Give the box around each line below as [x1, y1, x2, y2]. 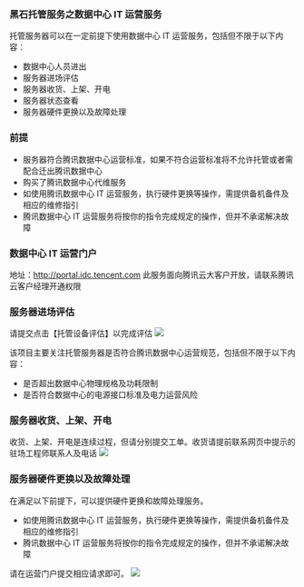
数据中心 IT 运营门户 [9, 247, 98, 260]
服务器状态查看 [22, 95, 79, 106]
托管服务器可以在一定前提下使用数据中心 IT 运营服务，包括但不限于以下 [9, 30, 276, 42]
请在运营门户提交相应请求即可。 [9, 568, 129, 579]
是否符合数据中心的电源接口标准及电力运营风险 [22, 389, 198, 401]
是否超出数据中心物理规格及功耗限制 [22, 378, 159, 389]
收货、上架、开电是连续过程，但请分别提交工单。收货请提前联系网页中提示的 [9, 436, 296, 447]
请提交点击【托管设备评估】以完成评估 [9, 328, 152, 339]
